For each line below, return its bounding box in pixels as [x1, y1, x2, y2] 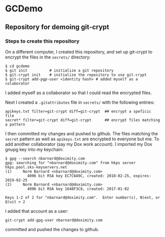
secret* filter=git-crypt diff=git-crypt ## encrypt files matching [5, 118, 161, 122]
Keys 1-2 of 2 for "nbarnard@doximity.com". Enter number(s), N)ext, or [5, 195, 161, 200]
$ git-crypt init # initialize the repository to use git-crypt [5, 72, 147, 77]
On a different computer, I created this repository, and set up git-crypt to [5, 49, 153, 55]
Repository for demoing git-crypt [5, 23, 110, 31]
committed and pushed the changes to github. [5, 226, 99, 232]
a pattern [5, 122, 26, 127]
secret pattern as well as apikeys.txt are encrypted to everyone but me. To [5, 136, 160, 142]
